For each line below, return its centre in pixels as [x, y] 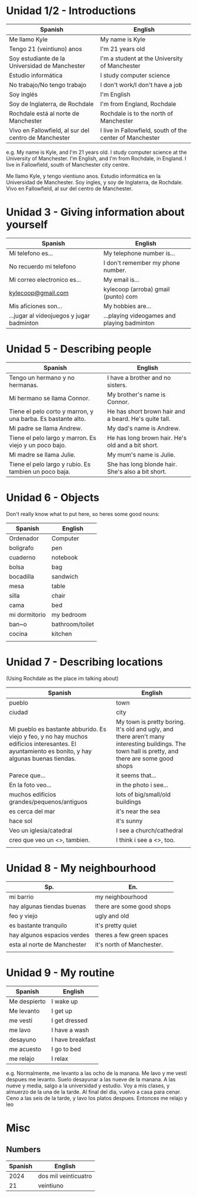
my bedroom [69, 615]
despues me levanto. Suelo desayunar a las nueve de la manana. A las [91, 1079]
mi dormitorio [28, 615]
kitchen [62, 633]
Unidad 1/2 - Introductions [71, 11]
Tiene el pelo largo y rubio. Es [50, 464]
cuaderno [23, 557]
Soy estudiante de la [37, 58]
